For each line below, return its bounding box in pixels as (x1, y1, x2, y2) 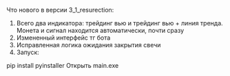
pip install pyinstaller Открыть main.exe (6, 62, 119, 69)
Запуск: (16, 48, 39, 56)
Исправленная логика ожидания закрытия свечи (16, 41, 161, 49)
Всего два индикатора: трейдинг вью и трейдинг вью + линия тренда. (16, 19, 223, 27)
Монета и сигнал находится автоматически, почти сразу (16, 27, 185, 34)
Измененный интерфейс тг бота (16, 34, 111, 42)
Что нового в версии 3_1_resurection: (6, 6, 114, 14)
